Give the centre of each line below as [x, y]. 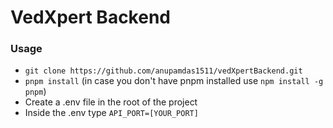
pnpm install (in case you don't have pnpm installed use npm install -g [174, 81]
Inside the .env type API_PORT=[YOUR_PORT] [111, 113]
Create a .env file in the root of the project [111, 102]
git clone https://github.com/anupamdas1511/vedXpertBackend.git [163, 71]
